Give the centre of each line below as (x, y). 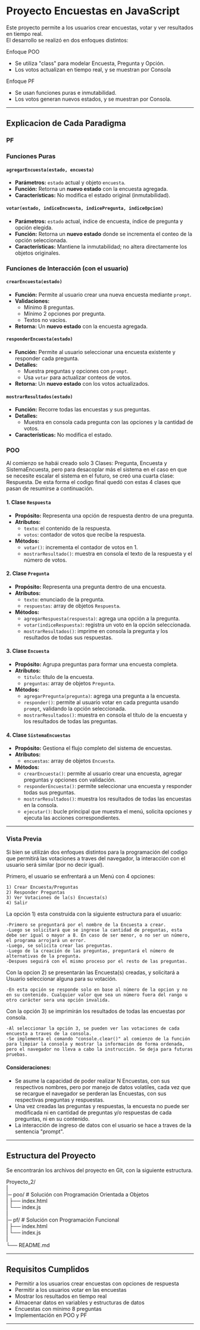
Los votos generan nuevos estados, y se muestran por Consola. (93, 99)
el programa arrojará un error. (46, 940)
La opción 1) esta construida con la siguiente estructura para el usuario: (94, 914)
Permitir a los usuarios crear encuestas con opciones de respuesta (97, 1284)
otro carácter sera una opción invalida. (58, 1000)
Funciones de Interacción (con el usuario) (68, 268)
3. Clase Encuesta (28, 651)
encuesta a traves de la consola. (49, 1033)
